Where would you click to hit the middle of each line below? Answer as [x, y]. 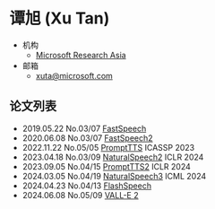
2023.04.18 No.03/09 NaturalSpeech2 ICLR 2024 [113, 157]
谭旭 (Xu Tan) [60, 18]
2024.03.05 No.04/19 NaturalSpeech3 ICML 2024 [114, 176]
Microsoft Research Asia [81, 55]
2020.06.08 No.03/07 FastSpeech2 [88, 138]
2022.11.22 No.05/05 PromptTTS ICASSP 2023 [108, 147]
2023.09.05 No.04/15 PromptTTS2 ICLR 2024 [106, 166]
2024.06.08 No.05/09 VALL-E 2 [80, 195]
